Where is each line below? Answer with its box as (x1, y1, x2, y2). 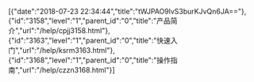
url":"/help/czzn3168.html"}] (22, 65, 115, 74)
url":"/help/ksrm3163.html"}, (22, 46, 115, 54)
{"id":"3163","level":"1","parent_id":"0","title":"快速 (8, 35, 171, 45)
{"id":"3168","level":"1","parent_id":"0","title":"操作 (8, 55, 171, 65)
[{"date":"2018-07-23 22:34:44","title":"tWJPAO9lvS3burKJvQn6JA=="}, (8, 7, 247, 16)
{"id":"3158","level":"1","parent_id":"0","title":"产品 (8, 16, 171, 25)
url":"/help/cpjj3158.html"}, (22, 26, 110, 35)
